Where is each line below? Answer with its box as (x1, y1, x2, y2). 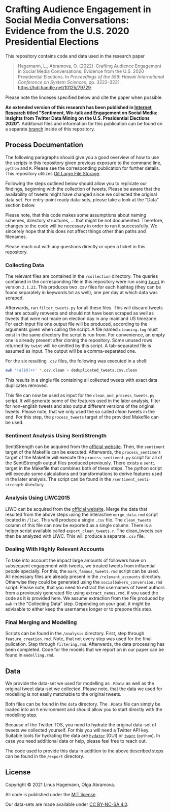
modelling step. (5, 712, 38, 718)
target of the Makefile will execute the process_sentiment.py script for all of (5, 455, 163, 461)
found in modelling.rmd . (5, 652, 55, 658)
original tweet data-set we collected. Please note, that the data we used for (5, 686, 163, 692)
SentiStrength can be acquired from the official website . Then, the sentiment (5, 443, 165, 450)
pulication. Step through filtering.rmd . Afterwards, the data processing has (5, 641, 165, 647)
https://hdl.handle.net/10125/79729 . (17, 84, 92, 90)
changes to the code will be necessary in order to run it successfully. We (5, 223, 157, 229)
